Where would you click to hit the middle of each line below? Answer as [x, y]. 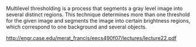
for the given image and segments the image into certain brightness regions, [98, 21]
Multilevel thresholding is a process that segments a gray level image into [94, 8]
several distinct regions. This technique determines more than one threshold [98, 15]
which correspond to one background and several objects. [77, 27]
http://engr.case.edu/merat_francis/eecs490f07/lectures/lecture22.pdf [91, 38]
